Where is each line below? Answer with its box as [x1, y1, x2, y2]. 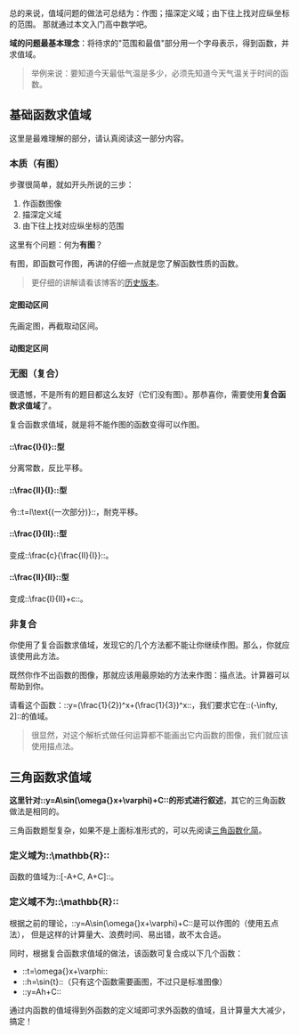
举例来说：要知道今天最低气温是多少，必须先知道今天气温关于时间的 [30, 68, 281, 78]
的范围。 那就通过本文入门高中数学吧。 [9, 19, 152, 29]
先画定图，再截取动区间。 [9, 321, 103, 331]
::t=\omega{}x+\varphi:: [21, 966, 109, 976]
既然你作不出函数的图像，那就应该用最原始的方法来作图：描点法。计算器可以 [9, 670, 290, 680]
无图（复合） [9, 367, 65, 379]
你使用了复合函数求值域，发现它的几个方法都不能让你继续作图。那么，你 [9, 640, 274, 650]
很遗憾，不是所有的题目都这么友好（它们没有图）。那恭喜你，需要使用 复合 [9, 389, 279, 400]
